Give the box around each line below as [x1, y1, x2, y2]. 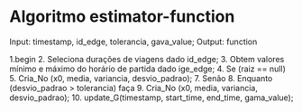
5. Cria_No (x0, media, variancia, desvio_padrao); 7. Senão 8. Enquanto [9, 72, 273, 83]
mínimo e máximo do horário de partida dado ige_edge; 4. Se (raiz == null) [9, 63, 287, 74]
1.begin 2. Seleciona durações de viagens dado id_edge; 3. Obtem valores [9, 53, 285, 64]
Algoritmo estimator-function [9, 6, 235, 27]
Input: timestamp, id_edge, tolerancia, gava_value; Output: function [9, 36, 258, 47]
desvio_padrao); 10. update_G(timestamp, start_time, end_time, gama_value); [9, 92, 294, 103]
